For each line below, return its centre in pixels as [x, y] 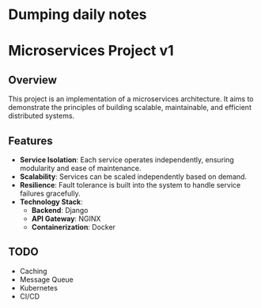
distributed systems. [42, 116]
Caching [33, 271]
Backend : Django [60, 210]
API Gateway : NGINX [66, 219]
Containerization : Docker [74, 227]
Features [30, 141]
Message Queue [46, 279]
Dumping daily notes [78, 15]
